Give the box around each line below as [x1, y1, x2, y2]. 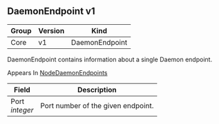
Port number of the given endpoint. [40, 101, 154, 110]
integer [10, 105, 34, 114]
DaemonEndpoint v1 [7, 6, 95, 17]
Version [38, 25, 65, 35]
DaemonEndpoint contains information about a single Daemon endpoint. [7, 55, 213, 63]
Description [77, 85, 117, 94]
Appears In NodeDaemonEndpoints [7, 68, 108, 76]
